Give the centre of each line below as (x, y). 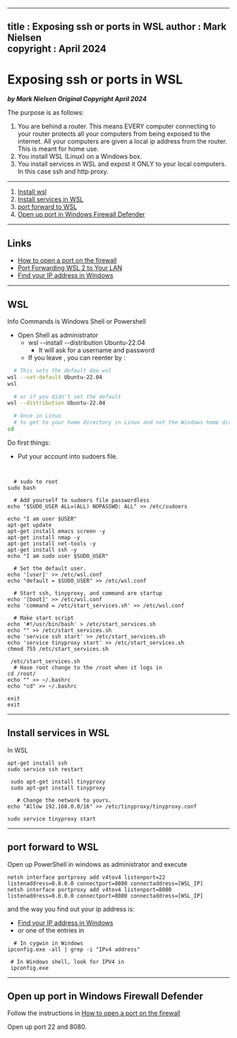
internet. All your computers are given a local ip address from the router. (122, 142)
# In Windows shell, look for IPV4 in (67, 962)
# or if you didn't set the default (67, 397)
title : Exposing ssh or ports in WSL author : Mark (117, 27)
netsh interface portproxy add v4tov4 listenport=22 (86, 877)
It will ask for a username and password (97, 350)
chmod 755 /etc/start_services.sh (58, 649)
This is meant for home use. (58, 149)
